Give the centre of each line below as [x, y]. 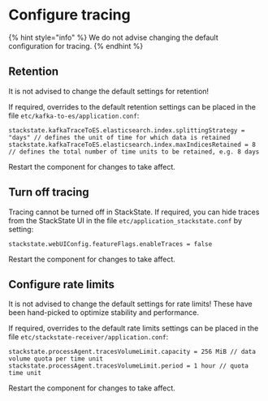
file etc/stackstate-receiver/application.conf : [89, 337]
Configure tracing [70, 15]
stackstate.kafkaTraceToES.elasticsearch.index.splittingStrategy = [127, 130]
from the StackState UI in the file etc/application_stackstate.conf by [125, 220]
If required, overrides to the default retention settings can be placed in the [132, 106]
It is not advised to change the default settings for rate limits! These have [131, 304]
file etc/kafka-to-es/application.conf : [74, 115]
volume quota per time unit [56, 359]
